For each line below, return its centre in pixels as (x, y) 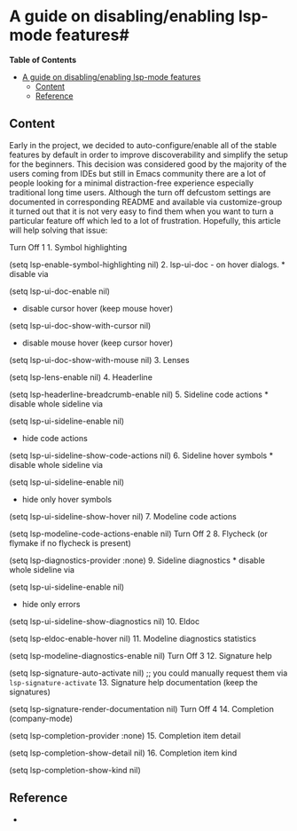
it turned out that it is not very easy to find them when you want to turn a (141, 211)
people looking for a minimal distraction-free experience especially (132, 183)
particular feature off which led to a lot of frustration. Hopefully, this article (145, 220)
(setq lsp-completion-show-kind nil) (75, 770)
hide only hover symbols (67, 499)
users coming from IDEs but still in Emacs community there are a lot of (137, 173)
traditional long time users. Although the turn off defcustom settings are (140, 192)
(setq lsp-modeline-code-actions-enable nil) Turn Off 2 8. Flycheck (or (139, 534)
